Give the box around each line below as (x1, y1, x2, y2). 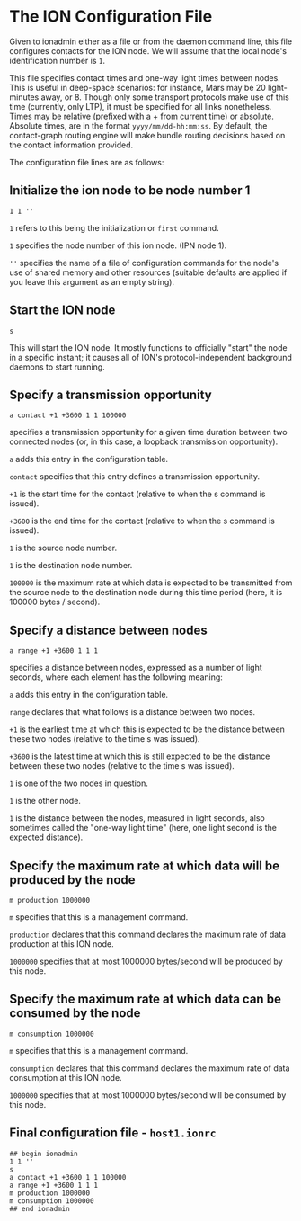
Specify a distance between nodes (9, 622, 208, 637)
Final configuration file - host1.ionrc (9, 1126, 217, 1141)
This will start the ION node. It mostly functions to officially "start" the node (9, 342, 288, 352)
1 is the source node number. (9, 542, 118, 554)
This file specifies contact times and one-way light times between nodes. (9, 72, 280, 83)
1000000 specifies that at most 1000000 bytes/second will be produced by (9, 956, 283, 967)
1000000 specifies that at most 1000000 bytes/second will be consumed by (9, 1090, 287, 1101)
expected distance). (9, 832, 84, 842)
